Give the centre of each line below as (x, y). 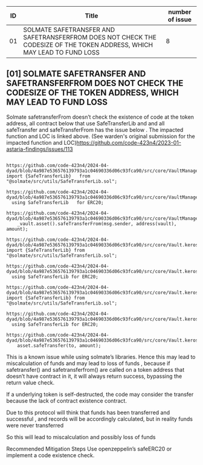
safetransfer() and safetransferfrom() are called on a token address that (95, 369)
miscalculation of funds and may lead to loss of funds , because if (88, 363)
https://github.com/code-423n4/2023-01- (129, 142)
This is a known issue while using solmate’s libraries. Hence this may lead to (101, 357)
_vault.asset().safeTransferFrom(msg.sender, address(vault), (97, 223)
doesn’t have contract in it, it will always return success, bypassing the (94, 376)
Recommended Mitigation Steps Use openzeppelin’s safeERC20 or (89, 449)
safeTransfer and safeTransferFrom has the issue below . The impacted (95, 130)
